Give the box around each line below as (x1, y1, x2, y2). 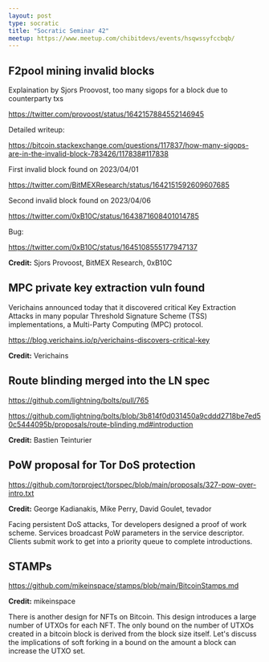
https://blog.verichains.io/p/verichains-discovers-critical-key (8, 335, 210, 345)
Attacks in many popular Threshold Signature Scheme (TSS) (8, 311, 207, 321)
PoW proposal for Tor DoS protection (8, 459, 196, 472)
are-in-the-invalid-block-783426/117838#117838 (8, 149, 169, 159)
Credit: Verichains (8, 350, 69, 360)
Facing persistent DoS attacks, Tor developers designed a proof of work (8, 519, 247, 529)
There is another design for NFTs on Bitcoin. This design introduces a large (8, 612, 257, 622)
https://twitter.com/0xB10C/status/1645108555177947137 (8, 243, 198, 252)
